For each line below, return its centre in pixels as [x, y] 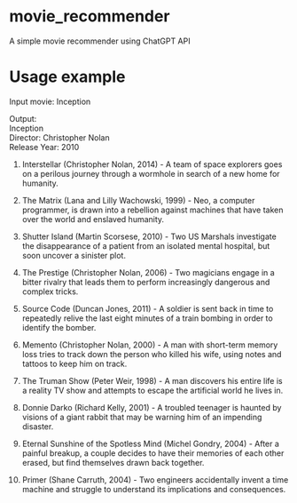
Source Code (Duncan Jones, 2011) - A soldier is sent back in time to [148, 308]
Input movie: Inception [50, 101]
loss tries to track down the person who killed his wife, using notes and [152, 354]
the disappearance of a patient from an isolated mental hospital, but [146, 245]
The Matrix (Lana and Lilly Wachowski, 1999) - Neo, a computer [138, 200]
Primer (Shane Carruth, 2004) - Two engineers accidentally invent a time [155, 479]
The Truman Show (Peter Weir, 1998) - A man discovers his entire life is [152, 380]
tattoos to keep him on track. [74, 363]
